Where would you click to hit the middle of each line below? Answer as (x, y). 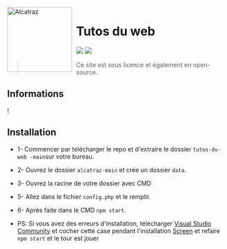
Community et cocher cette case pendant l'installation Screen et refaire (119, 230)
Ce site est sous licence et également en (134, 64)
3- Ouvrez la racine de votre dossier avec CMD (84, 183)
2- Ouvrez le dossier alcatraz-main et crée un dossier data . (101, 169)
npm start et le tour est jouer (58, 238)
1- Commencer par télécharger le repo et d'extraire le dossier (104, 149)
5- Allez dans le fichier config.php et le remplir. (84, 196)
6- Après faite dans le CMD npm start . (71, 210)
